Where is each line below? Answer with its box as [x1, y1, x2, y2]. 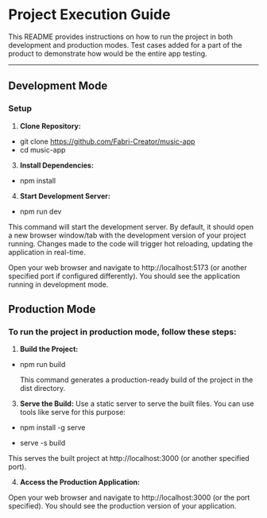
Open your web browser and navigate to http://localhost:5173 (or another [8, 262, 248, 272]
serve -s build [19, 439, 66, 448]
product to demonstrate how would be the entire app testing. [8, 48, 208, 58]
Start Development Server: [19, 191, 111, 200]
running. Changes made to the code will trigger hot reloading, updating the [8, 238, 253, 248]
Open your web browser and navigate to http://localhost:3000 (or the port [8, 493, 250, 502]
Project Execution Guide [8, 6, 171, 24]
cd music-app [19, 145, 66, 154]
